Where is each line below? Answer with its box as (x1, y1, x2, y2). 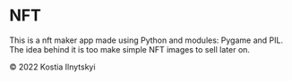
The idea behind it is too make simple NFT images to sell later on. (9, 44, 251, 54)
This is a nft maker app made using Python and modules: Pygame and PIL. (9, 35, 284, 45)
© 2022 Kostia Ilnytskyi (9, 61, 96, 72)
